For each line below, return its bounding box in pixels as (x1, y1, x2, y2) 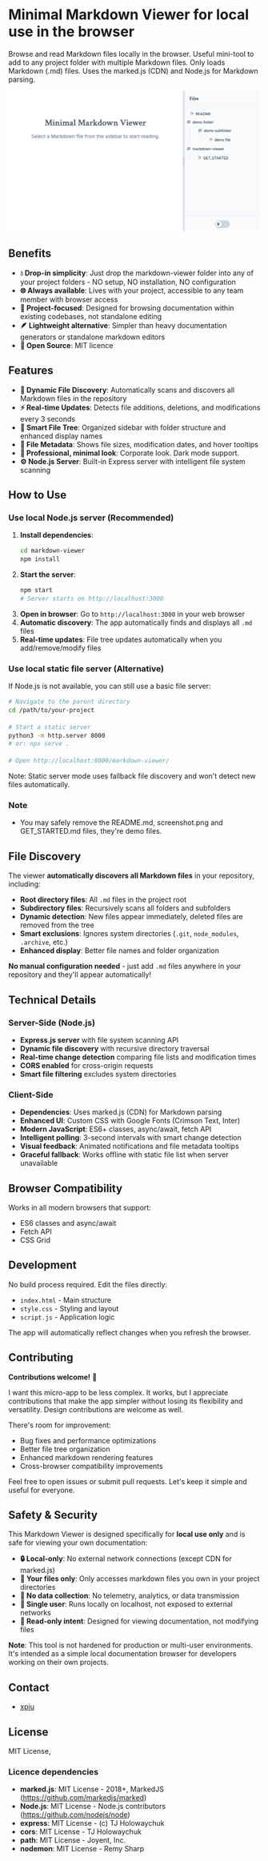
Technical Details (8, 993, 97, 1007)
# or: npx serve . (8, 740, 70, 748)
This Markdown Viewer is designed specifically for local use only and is (8, 1530, 246, 1539)
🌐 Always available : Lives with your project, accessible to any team (19, 286, 244, 295)
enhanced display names (19, 430, 103, 441)
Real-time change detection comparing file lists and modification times (19, 1052, 257, 1062)
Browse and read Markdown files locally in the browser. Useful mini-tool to (8, 49, 254, 58)
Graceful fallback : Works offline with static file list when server (19, 1150, 230, 1159)
